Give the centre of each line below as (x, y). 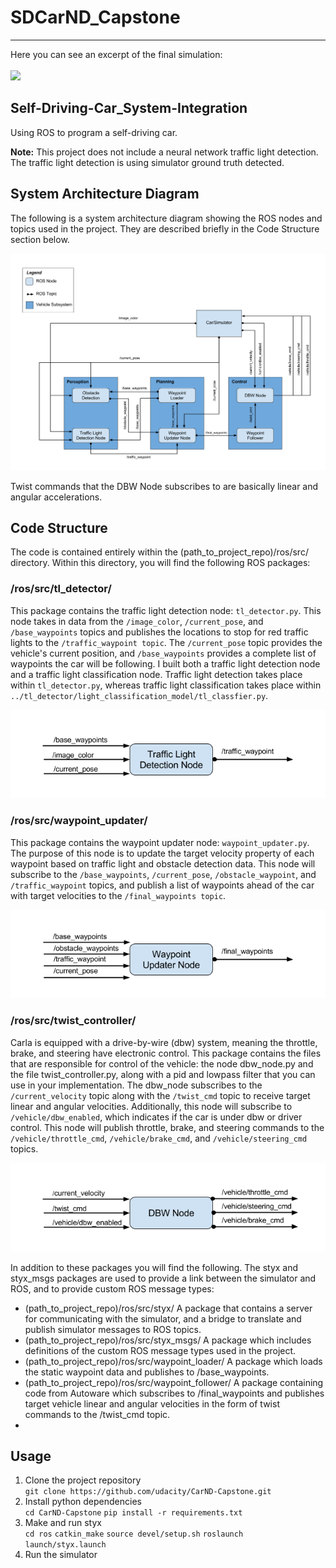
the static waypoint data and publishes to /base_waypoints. (147, 1372)
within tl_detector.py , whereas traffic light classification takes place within (166, 685)
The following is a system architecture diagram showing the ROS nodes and (166, 218)
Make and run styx (63, 1523)
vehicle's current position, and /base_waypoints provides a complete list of (163, 653)
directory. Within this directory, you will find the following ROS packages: (160, 563)
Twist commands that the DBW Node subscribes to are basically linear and (164, 486)
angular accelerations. (56, 497)
